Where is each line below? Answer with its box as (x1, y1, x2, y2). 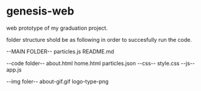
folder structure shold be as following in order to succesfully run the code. (6, 36, 192, 43)
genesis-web (6, 4, 75, 18)
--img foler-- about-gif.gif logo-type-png (6, 78, 109, 85)
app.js (6, 66, 22, 73)
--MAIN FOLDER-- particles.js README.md (6, 47, 114, 55)
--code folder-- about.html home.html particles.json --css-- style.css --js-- (6, 59, 196, 67)
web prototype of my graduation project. (6, 24, 108, 32)
